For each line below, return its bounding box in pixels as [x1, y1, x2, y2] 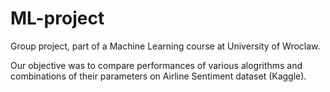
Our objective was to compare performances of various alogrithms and [10, 59, 303, 71]
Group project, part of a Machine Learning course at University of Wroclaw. [10, 40, 321, 52]
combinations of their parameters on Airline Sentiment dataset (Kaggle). [10, 70, 307, 82]
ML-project [10, 7, 105, 30]
